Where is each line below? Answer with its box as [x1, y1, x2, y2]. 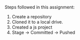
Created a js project [11, 24, 53, 30]
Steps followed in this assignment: [4, 4, 75, 10]
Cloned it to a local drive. [11, 19, 63, 25]
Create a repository [11, 14, 52, 19]
